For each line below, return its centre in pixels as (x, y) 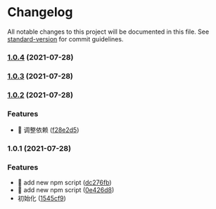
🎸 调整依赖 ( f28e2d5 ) (48, 130)
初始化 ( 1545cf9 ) (42, 198)
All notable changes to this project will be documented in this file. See (108, 32)
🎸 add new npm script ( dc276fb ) (64, 182)
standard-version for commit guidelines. (65, 39)
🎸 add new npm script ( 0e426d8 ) (66, 190)
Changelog (40, 12)
